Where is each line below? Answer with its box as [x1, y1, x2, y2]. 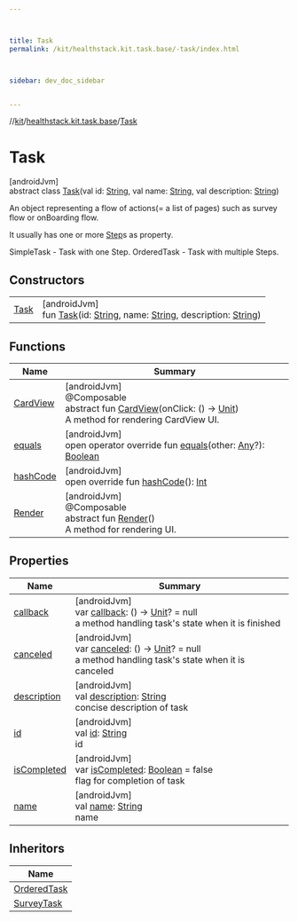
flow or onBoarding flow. [9, 212, 99, 223]
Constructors [9, 272, 85, 287]
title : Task [9, 36, 53, 45]
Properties [9, 554, 69, 569]
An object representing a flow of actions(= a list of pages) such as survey [9, 203, 278, 214]
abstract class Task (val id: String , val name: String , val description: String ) [9, 185, 279, 196]
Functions [9, 339, 67, 354]
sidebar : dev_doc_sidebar [9, 76, 105, 85]
